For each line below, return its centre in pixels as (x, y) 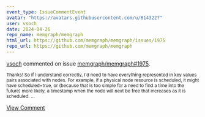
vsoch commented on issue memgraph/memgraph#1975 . (78, 63)
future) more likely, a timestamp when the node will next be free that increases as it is (96, 91)
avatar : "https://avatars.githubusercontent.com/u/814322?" (85, 18)
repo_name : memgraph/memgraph (45, 35)
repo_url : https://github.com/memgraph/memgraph (69, 47)
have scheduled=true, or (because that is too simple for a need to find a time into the (95, 85)
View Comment (26, 107)
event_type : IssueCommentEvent (46, 12)
